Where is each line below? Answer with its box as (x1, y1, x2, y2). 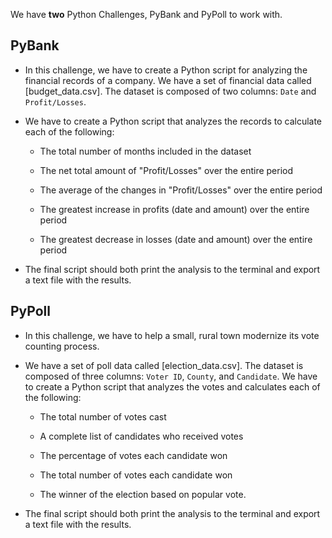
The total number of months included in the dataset (39, 145, 252, 157)
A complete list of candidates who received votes (39, 430, 244, 442)
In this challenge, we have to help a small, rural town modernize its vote (24, 329, 320, 341)
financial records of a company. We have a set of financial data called (24, 74, 312, 86)
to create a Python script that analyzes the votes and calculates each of (24, 380, 321, 393)
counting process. (24, 340, 100, 352)
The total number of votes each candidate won (39, 469, 233, 481)
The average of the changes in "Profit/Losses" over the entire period (39, 184, 323, 196)
